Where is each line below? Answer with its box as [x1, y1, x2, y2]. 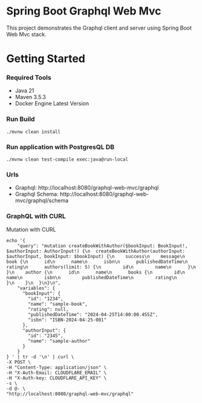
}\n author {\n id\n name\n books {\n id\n [6, 269, 186, 276]
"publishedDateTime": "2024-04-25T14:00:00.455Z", [28, 311, 158, 318]
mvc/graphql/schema [15, 197, 69, 204]
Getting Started [6, 52, 86, 66]
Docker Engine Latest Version [15, 100, 90, 107]
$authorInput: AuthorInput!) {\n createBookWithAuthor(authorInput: [6, 248, 186, 254]
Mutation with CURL [6, 225, 56, 233]
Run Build [6, 115, 35, 123]
